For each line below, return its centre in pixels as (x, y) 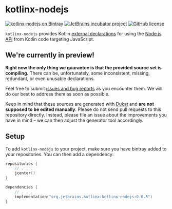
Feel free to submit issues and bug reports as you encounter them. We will (84, 88)
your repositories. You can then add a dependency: (60, 154)
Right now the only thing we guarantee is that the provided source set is (83, 67)
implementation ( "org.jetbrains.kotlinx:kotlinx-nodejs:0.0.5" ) (84, 197)
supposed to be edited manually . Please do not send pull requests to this (83, 109)
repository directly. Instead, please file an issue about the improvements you (86, 115)
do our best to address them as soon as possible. (58, 94)
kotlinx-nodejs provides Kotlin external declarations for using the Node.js (83, 33)
